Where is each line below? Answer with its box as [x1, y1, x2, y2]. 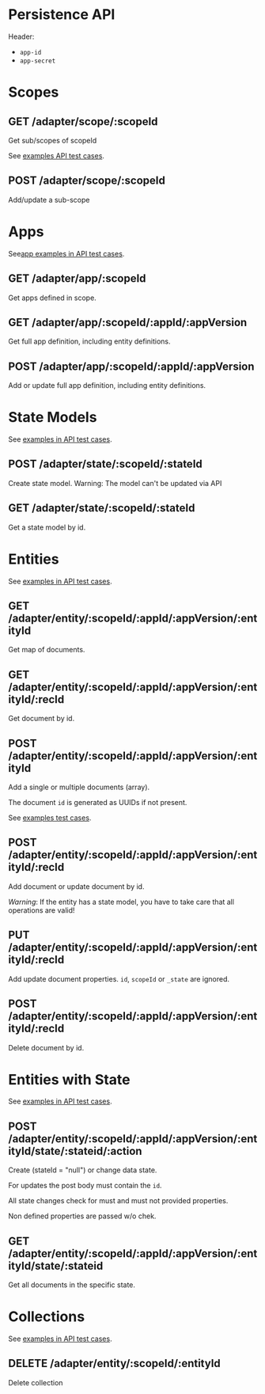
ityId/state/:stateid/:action [8, 1144, 142, 1157]
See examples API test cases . [8, 150, 105, 160]
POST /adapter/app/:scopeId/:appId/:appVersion [8, 359, 255, 373]
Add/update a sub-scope [8, 195, 90, 204]
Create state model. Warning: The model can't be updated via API [8, 478, 222, 488]
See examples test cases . [8, 813, 92, 822]
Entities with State [8, 1070, 131, 1088]
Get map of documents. [8, 645, 85, 655]
